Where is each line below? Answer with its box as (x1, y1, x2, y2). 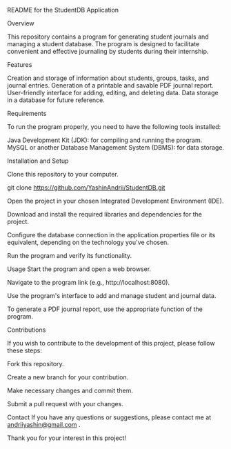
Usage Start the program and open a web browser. (7, 265, 152, 273)
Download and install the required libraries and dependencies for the (7, 210, 202, 218)
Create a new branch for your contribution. (7, 373, 129, 381)
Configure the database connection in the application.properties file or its (7, 231, 216, 239)
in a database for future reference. (7, 96, 106, 104)
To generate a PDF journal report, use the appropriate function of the (7, 305, 203, 313)
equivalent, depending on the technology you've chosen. (7, 238, 169, 246)
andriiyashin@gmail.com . (7, 421, 81, 428)
